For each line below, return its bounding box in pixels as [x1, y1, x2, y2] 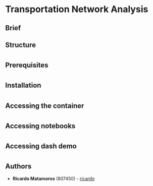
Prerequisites [5, 61, 48, 70]
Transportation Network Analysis [5, 4, 148, 15]
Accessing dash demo [5, 142, 77, 150]
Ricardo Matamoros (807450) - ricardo [12, 175, 95, 181]
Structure [5, 40, 36, 49]
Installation [5, 81, 41, 90]
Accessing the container [5, 101, 84, 110]
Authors [5, 162, 32, 171]
